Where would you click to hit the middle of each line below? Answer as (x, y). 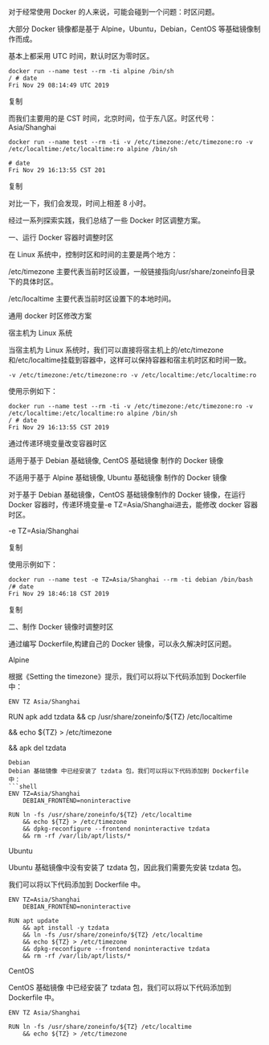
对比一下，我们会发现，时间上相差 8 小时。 (79, 203)
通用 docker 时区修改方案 (50, 316)
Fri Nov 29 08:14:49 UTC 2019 (59, 85)
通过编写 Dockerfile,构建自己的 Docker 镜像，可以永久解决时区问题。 (122, 644)
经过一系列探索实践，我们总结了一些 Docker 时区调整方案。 (107, 220)
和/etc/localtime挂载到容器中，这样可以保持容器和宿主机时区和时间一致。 (130, 360)
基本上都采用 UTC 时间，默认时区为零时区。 (81, 56)
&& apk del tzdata (37, 748)
